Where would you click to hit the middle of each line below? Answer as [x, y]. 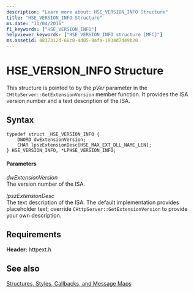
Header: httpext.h [29, 249]
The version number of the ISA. [46, 184]
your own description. [34, 215]
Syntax [20, 120]
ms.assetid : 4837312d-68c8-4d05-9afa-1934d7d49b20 [72, 40]
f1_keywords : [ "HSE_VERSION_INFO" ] [52, 29]
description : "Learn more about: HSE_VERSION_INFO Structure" [87, 12]
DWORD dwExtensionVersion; [52, 139]
